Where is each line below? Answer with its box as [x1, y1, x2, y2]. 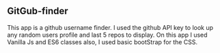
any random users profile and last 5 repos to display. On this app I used [7, 31, 208, 39]
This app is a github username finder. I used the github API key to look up [7, 23, 214, 31]
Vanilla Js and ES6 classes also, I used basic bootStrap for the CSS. [7, 37, 198, 46]
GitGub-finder [7, 5, 68, 17]
